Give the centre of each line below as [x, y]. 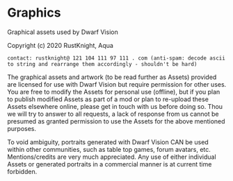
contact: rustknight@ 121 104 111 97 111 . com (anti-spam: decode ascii [116, 58]
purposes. [22, 128]
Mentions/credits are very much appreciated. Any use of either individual [112, 157]
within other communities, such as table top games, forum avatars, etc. [109, 149]
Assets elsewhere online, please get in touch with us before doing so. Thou [115, 106]
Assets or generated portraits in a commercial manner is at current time [110, 164]
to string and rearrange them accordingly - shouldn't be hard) [102, 64]
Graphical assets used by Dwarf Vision [63, 32]
